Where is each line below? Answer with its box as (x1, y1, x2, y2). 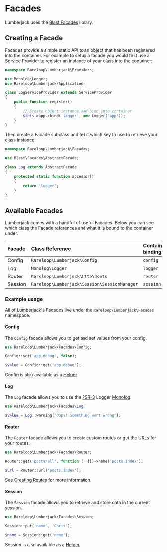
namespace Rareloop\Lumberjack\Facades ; (5, 147, 90, 152)
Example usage (5, 295, 43, 302)
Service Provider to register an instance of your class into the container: (5, 58, 153, 64)
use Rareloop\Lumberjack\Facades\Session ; (5, 515, 94, 520)
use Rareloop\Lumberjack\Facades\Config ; (5, 345, 92, 350)
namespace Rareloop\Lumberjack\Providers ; (5, 67, 94, 72)
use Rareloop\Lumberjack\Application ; (5, 81, 85, 86)
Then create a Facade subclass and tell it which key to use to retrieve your (5, 132, 158, 138)
